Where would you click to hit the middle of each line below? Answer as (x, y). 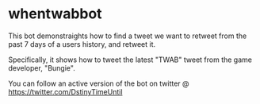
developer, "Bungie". (42, 67)
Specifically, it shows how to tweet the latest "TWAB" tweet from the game (130, 60)
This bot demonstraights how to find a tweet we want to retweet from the (128, 36)
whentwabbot (55, 14)
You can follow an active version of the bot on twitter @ (99, 83)
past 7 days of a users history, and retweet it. (82, 44)
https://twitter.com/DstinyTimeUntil (65, 91)
